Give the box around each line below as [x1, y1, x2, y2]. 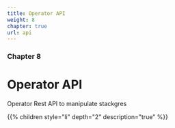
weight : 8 [7, 16, 36, 23]
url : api [7, 29, 32, 36]
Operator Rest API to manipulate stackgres [7, 100, 127, 108]
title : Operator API [7, 10, 66, 17]
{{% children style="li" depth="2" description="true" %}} [7, 113, 169, 121]
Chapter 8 [7, 52, 41, 62]
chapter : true [7, 23, 48, 29]
